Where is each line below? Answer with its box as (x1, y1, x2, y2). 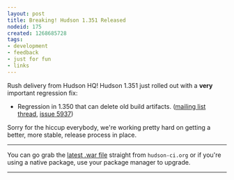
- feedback (7, 50, 39, 57)
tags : (7, 36, 23, 43)
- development (7, 43, 49, 50)
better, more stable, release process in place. (7, 130, 137, 139)
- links (7, 62, 30, 69)
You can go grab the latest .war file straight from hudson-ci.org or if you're (7, 151, 221, 159)
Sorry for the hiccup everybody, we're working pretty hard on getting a (7, 123, 211, 131)
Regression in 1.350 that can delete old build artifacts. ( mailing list (17, 102, 206, 110)
